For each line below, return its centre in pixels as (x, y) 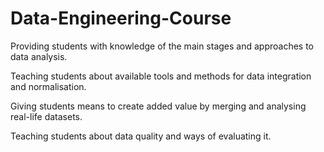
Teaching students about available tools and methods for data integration (161, 76)
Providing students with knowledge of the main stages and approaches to (162, 46)
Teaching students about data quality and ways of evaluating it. (141, 136)
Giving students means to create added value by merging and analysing (158, 106)
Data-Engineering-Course (121, 18)
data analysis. (39, 56)
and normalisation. (48, 86)
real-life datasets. (46, 116)
